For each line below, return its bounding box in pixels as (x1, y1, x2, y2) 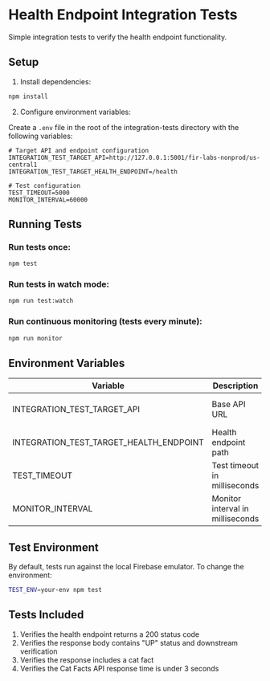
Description (212, 380, 259, 391)
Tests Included (8, 608, 84, 622)
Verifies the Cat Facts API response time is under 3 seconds (19, 663, 219, 673)
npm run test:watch (8, 297, 74, 305)
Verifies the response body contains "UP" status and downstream (19, 638, 239, 647)
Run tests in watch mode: (8, 279, 110, 290)
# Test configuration (8, 181, 81, 190)
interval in (211, 504, 249, 515)
